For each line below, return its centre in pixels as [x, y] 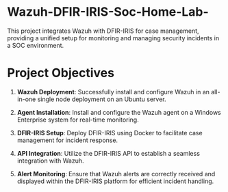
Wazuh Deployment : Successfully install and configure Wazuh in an [113, 92]
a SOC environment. [36, 45]
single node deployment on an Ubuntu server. [102, 99]
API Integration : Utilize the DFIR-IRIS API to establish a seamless [109, 153]
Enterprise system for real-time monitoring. [78, 120]
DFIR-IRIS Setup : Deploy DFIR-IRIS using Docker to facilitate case [110, 133]
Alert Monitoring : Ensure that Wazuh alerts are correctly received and [116, 174]
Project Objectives [61, 73]
